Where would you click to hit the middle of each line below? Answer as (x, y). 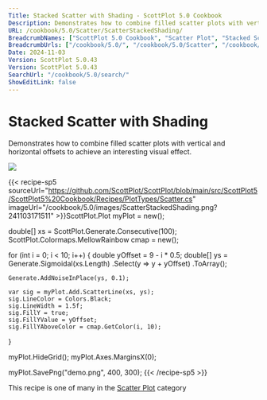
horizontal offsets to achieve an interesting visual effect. (100, 152)
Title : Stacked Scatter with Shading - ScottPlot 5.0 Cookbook (115, 16)
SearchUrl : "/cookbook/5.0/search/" (69, 75)
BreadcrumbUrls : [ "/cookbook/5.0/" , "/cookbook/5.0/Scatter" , (113, 45)
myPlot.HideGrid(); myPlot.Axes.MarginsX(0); (82, 357)
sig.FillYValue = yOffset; (53, 320)
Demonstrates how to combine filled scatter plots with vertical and (117, 143)
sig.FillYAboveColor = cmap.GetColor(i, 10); (85, 327)
